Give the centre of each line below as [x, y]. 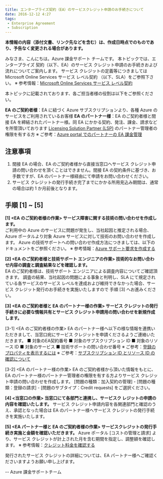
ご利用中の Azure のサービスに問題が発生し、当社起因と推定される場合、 [78, 230]
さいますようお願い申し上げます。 [43, 461]
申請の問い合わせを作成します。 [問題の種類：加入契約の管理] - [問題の [80, 381]
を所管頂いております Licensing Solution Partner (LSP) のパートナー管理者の [81, 128]
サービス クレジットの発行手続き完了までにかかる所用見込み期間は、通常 [85, 182]
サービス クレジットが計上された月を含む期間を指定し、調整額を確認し [84, 439]
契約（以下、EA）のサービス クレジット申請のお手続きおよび [97, 65]
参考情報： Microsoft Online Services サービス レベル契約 [76, 83]
